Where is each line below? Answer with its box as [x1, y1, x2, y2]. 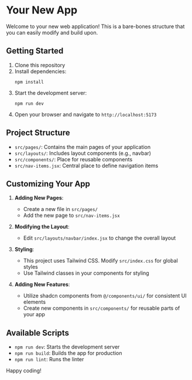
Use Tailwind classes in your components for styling [23, 270, 149, 277]
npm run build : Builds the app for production [14, 350, 122, 357]
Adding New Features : [14, 281, 70, 288]
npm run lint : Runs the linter [14, 356, 84, 363]
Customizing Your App [6, 179, 91, 189]
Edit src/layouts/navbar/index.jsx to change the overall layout [23, 234, 176, 241]
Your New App [6, 4, 78, 17]
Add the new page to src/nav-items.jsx [23, 212, 120, 219]
